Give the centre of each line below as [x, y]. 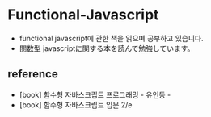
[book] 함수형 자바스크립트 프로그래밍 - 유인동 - [95, 94]
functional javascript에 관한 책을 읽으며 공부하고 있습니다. [111, 38]
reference [33, 74]
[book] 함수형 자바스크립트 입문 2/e [76, 104]
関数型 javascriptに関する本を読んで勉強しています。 [107, 48]
